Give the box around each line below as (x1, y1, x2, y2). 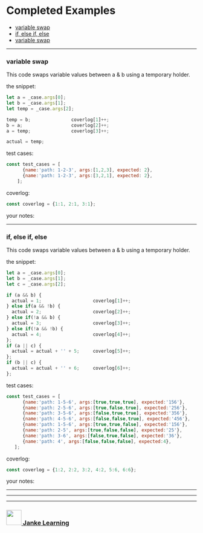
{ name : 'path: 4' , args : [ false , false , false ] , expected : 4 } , (22, 438, 172, 445)
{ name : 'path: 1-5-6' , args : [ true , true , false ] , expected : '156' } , (22, 422, 188, 428)
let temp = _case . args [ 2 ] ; (6, 105, 74, 112)
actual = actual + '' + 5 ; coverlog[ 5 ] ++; (11, 348, 131, 355)
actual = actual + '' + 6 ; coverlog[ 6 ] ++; (11, 365, 131, 371)
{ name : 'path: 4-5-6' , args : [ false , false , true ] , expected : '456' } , (22, 416, 191, 422)
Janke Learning (22, 518, 69, 527)
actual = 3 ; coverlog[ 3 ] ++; (11, 320, 131, 327)
